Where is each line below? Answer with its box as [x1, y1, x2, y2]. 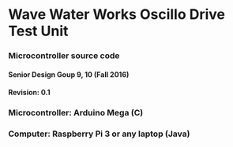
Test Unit [8, 22, 69, 40]
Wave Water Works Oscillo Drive [8, 6, 226, 24]
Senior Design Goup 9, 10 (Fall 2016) [8, 69, 130, 79]
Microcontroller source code [8, 50, 120, 61]
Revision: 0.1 [8, 88, 51, 97]
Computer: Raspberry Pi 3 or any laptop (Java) [8, 128, 190, 139]
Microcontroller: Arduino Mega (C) [8, 108, 144, 119]
